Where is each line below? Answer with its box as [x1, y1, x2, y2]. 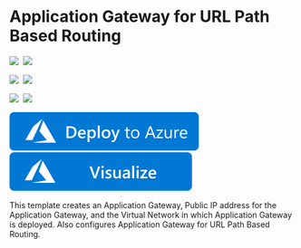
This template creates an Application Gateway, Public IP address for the [9, 199, 277, 210]
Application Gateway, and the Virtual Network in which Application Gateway [9, 209, 293, 220]
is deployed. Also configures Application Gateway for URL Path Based [9, 219, 270, 230]
